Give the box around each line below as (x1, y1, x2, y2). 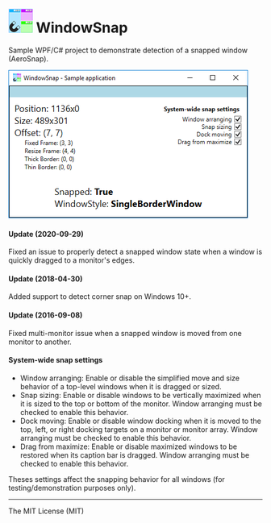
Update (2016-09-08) (8, 310, 83, 320)
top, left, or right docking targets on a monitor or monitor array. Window (19, 424, 258, 434)
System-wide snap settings (8, 355, 103, 365)
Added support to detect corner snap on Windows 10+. (8, 292, 192, 301)
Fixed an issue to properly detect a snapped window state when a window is (8, 247, 263, 257)
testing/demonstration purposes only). (8, 483, 136, 492)
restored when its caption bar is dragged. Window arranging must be (19, 450, 250, 459)
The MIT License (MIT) (8, 506, 85, 516)
